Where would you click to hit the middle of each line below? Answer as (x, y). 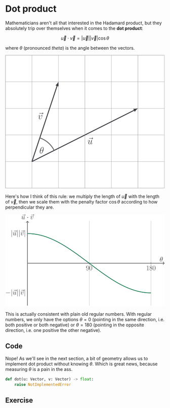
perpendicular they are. (30, 207)
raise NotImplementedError (43, 384)
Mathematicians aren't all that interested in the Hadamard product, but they (83, 23)
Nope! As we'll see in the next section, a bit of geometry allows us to (77, 358)
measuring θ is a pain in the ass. (39, 369)
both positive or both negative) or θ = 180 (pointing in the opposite (75, 325)
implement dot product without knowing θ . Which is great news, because (81, 364)
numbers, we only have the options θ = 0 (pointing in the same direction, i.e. (85, 319)
